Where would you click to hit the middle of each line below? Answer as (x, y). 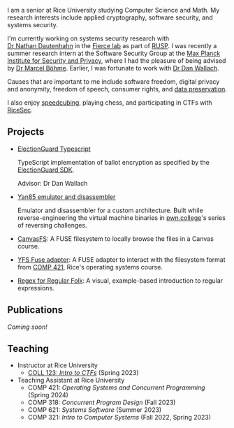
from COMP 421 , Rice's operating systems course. (90, 267)
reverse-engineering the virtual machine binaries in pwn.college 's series (121, 217)
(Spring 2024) (48, 395)
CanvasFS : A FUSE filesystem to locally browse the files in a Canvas (116, 238)
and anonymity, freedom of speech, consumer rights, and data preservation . (117, 89)
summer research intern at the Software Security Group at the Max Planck (114, 53)
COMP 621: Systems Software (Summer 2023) (95, 410)
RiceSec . (20, 110)
